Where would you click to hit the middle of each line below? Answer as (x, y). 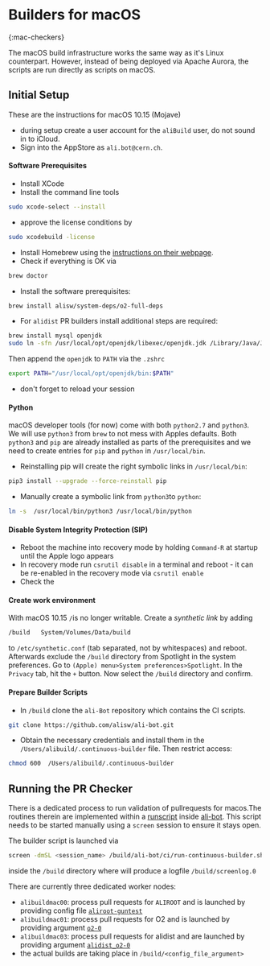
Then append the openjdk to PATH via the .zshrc (86, 359)
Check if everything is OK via (68, 261)
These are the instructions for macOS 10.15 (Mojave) (95, 114)
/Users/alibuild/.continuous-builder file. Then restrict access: (126, 749)
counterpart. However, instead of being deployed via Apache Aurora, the (129, 61)
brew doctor (28, 275)
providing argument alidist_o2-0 (75, 944)
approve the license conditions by (76, 222)
